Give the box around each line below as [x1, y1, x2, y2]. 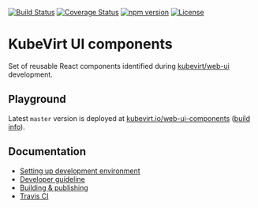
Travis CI [19, 191, 49, 201]
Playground [8, 93, 66, 106]
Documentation [8, 145, 87, 158]
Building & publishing [19, 183, 88, 192]
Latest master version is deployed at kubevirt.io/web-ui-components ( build [8, 113, 251, 123]
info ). [8, 122, 25, 131]
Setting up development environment [19, 166, 140, 176]
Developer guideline [19, 174, 85, 183]
